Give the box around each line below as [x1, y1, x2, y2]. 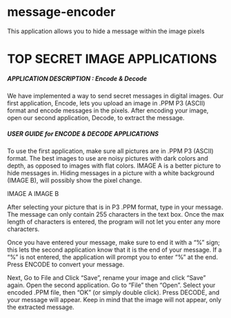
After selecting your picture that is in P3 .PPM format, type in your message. [7, 203, 223, 211]
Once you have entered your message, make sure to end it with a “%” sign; [7, 239, 221, 247]
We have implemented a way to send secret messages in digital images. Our [7, 92, 224, 100]
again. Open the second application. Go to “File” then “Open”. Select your [7, 281, 216, 290]
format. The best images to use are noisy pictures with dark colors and [7, 155, 208, 163]
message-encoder [7, 4, 116, 20]
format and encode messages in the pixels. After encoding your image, [7, 106, 209, 115]
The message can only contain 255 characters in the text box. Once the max [7, 210, 224, 219]
